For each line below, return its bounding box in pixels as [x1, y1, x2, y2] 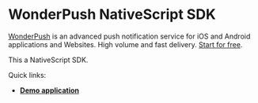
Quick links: [8, 70, 47, 79]
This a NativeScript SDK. [8, 55, 89, 64]
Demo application [19, 85, 80, 95]
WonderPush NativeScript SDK [8, 6, 216, 24]
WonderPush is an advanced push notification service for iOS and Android [8, 31, 251, 41]
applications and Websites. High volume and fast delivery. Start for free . [8, 39, 243, 49]
